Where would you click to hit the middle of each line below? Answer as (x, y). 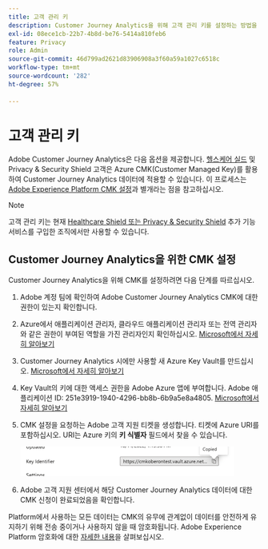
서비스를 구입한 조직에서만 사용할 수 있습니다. (79, 232)
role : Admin (28, 51)
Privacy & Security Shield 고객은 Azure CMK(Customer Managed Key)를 (126, 169)
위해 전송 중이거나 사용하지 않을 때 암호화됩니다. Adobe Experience (136, 527)
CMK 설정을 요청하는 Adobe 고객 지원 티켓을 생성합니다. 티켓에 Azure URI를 (140, 425)
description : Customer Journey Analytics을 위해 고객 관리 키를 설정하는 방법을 (133, 25)
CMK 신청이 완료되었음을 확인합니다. (77, 500)
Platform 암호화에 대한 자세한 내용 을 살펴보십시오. (86, 537)
